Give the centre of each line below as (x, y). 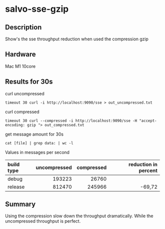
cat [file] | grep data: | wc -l (39, 143)
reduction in (143, 164)
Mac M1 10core (20, 66)
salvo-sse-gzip (37, 9)
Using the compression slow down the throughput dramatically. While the (79, 216)
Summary (20, 204)
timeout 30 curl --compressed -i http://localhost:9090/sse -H (71, 121)
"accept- (148, 121)
